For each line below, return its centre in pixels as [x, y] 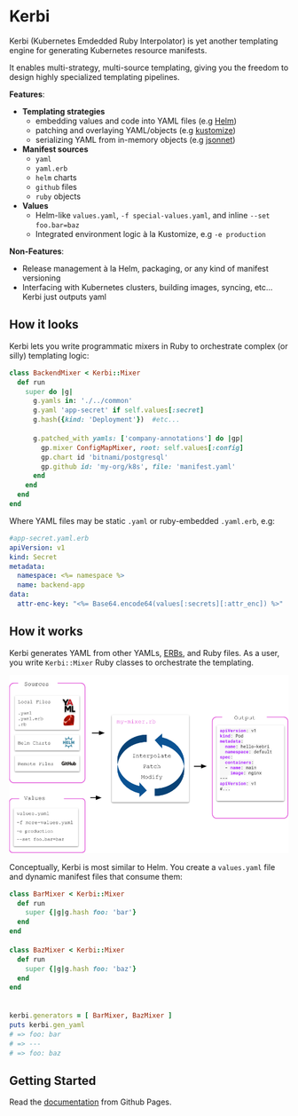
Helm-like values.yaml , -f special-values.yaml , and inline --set [153, 215]
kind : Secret [33, 557]
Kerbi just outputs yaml [64, 297]
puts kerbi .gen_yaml [47, 1025]
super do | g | [49, 392]
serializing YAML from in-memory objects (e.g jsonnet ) [135, 139]
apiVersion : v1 [37, 548]
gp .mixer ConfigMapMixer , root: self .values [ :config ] [142, 447]
